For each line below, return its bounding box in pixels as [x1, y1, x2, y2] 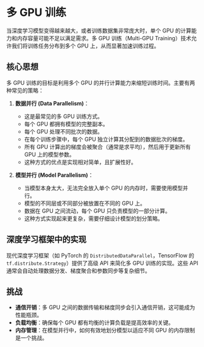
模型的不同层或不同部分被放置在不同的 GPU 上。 [24, 199, 146, 207]
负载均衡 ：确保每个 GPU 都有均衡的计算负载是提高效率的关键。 [15, 319, 174, 326]
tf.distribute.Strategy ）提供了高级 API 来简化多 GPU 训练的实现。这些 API [6, 259, 199, 267]
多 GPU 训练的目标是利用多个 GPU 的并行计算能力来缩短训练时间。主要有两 [6, 79, 195, 86]
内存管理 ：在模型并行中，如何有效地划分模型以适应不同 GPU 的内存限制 [15, 327, 195, 334]
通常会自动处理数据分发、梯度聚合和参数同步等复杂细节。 [6, 267, 150, 274]
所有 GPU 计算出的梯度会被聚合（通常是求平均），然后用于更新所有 [24, 143, 191, 150]
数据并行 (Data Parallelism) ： [15, 99, 90, 107]
